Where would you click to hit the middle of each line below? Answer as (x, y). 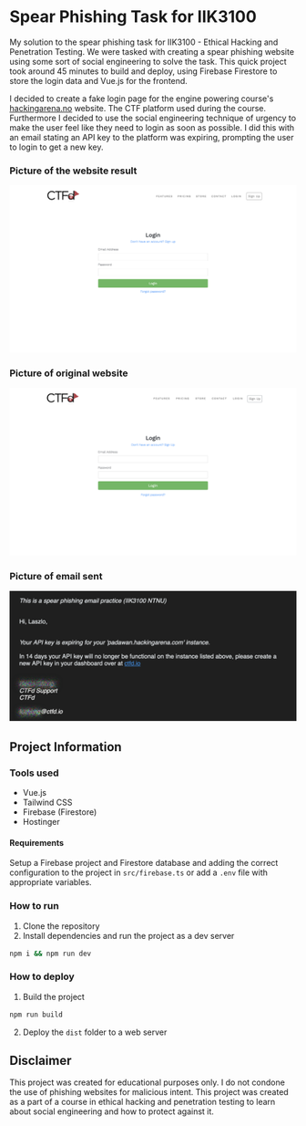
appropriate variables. (51, 882)
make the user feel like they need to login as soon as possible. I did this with (152, 127)
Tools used (34, 773)
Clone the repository (61, 926)
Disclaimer (41, 1061)
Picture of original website (69, 373)
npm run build (36, 1015)
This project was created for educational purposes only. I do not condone (147, 1082)
